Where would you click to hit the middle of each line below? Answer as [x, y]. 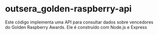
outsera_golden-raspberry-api [68, 9]
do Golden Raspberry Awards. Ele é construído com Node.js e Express [76, 27]
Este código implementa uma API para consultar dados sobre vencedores [79, 22]
